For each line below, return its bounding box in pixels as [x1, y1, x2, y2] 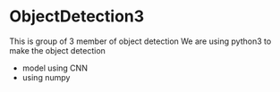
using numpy [21, 71, 71, 82]
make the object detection [9, 45, 106, 55]
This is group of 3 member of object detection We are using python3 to [9, 36, 272, 46]
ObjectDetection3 [9, 6, 145, 27]
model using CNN [21, 63, 88, 73]
